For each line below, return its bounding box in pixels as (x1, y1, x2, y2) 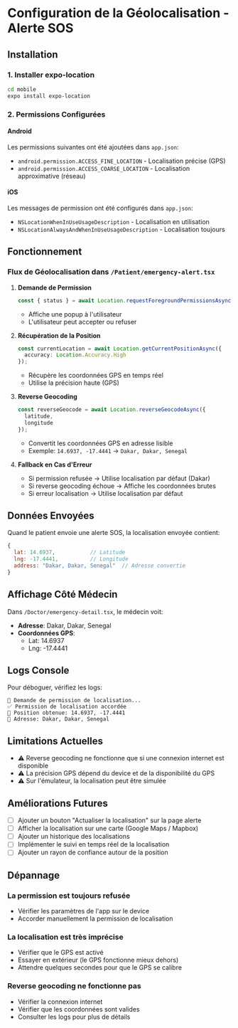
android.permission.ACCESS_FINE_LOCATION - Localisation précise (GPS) (17, 157, 226, 165)
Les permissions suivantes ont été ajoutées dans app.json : (7, 142, 179, 151)
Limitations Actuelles (7, 735, 103, 747)
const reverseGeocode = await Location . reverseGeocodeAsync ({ (17, 406, 206, 413)
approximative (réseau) (17, 171, 86, 180)
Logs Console (7, 664, 70, 677)
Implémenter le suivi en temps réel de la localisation (17, 840, 170, 849)
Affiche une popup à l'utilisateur (28, 309, 122, 318)
